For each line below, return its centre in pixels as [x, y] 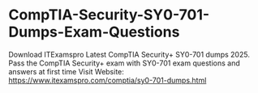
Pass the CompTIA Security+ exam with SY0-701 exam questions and [125, 63]
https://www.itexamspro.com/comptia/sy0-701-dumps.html [107, 80]
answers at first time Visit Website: [66, 71]
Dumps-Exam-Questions [94, 32]
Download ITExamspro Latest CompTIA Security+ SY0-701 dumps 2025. [129, 54]
